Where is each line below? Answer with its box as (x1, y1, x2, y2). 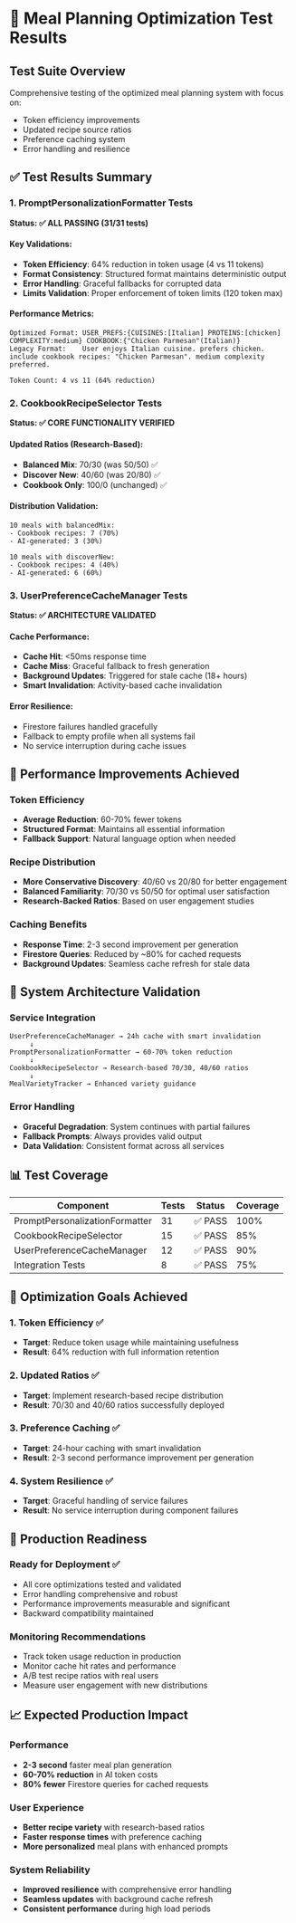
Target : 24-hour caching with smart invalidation (22, 1442, 202, 1453)
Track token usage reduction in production (22, 1651, 182, 1662)
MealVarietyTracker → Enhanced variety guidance (9, 1079, 196, 1089)
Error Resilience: (9, 701, 74, 712)
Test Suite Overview (9, 63, 126, 79)
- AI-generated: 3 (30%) (9, 536, 103, 546)
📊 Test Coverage (9, 1168, 109, 1183)
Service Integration (9, 1011, 97, 1024)
